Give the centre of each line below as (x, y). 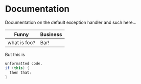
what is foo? (22, 42)
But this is (15, 54)
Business (51, 34)
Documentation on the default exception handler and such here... (71, 22)
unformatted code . (24, 63)
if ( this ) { (17, 68)
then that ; (21, 72)
